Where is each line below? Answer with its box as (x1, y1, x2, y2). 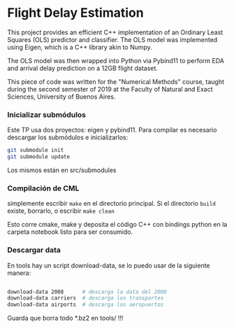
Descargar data (7, 245, 61, 255)
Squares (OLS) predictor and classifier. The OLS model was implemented (7, 35, 218, 43)
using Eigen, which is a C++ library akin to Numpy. (7, 43, 152, 51)
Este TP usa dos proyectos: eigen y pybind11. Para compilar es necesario (7, 126, 217, 134)
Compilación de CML (7, 183, 80, 193)
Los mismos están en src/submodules (7, 166, 117, 174)
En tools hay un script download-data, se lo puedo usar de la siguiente (7, 261, 211, 269)
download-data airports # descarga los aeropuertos (7, 301, 164, 309)
